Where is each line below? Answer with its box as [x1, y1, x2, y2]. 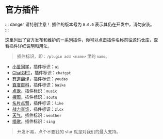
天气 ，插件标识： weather [12, 112, 62, 118]
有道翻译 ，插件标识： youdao [12, 76, 68, 82]
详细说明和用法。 [17, 43, 52, 49]
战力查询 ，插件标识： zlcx [12, 106, 64, 112]
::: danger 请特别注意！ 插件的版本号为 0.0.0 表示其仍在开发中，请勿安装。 [5, 21, 155, 27]
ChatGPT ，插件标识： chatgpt [12, 69, 71, 75]
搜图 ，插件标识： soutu [12, 94, 57, 100]
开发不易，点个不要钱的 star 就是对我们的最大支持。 [16, 128, 121, 134]
